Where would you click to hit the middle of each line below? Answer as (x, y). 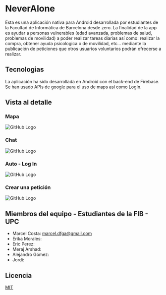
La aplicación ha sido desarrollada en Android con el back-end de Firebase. (82, 81)
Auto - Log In (21, 164)
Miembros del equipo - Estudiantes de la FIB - (77, 214)
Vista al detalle (28, 102)
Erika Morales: (27, 239)
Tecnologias (25, 70)
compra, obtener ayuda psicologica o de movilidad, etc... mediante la (76, 43)
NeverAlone (30, 9)
